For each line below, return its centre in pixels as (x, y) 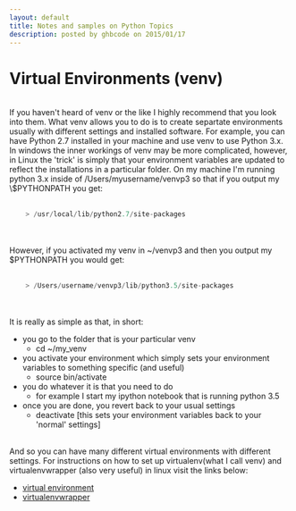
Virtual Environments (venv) (116, 78)
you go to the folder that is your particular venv (109, 339)
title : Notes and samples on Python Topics (92, 26)
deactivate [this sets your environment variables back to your (148, 415)
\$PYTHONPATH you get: (56, 188)
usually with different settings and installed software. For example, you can (147, 131)
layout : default (39, 17)
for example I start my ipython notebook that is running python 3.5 (157, 396)
